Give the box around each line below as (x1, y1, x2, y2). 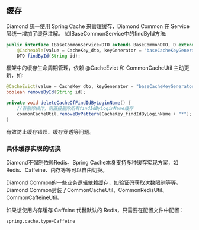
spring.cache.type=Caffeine (6, 218, 76, 224)
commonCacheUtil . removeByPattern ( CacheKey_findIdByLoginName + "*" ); (17, 111, 192, 117)
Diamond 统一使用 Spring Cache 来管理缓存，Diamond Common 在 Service (6, 23, 190, 30)
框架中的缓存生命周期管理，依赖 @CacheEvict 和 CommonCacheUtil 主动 (6, 64, 185, 71)
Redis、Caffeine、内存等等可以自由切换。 (6, 166, 108, 174)
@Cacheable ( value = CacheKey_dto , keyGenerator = (17, 47, 142, 53)
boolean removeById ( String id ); (6, 89, 86, 95)
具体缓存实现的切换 (6, 144, 61, 153)
